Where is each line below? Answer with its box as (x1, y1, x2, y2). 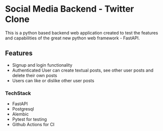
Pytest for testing (12, 116, 47, 122)
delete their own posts (12, 72, 58, 78)
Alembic (12, 111, 29, 117)
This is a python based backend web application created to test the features (5, 30, 159, 36)
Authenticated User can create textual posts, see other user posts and (12, 67, 154, 73)
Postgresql (12, 106, 34, 112)
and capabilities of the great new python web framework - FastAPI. (5, 35, 140, 41)
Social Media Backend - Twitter (5, 3, 134, 15)
